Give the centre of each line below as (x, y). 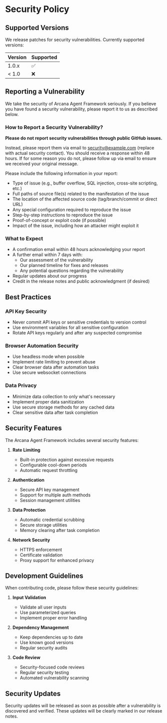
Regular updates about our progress (50, 276)
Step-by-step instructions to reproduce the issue (63, 215)
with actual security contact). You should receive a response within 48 (78, 153)
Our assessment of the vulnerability (56, 260)
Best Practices (28, 297)
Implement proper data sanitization (48, 401)
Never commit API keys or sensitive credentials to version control (79, 322)
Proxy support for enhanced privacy (57, 560)
